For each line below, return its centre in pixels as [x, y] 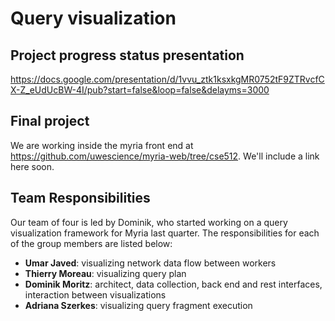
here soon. [32, 166]
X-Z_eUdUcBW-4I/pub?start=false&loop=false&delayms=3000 [140, 90]
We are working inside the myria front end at [102, 145]
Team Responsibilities [80, 198]
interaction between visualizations [95, 294]
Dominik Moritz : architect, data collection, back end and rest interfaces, [173, 284]
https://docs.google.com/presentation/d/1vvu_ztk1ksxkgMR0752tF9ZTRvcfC [167, 79]
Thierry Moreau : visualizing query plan [105, 273]
